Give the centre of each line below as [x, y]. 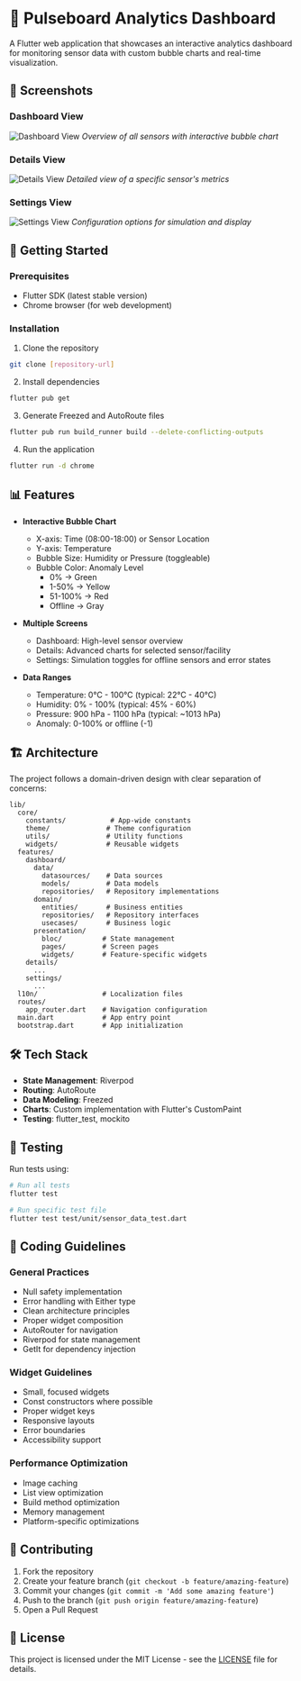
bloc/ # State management [109, 939]
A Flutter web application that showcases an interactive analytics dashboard [151, 43]
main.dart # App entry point [94, 1018]
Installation [35, 328]
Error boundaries [54, 1431]
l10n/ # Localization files [100, 995]
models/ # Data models [100, 884]
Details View [37, 159]
